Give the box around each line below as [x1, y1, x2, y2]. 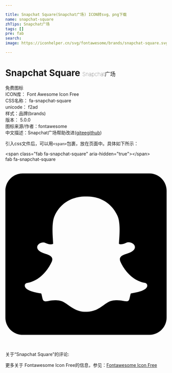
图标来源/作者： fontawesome [5, 123, 68, 129]
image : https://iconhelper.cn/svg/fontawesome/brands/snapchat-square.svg [5, 40, 168, 46]
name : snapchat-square [5, 16, 54, 22]
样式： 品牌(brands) [5, 110, 46, 116]
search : [5, 36, 22, 41]
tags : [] [5, 26, 24, 31]
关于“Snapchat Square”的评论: [5, 351, 70, 357]
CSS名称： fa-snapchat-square [5, 97, 72, 103]
